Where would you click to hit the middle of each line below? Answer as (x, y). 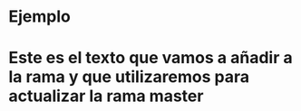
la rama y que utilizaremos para (129, 77)
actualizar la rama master (106, 96)
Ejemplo (40, 17)
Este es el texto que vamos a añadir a (150, 58)
